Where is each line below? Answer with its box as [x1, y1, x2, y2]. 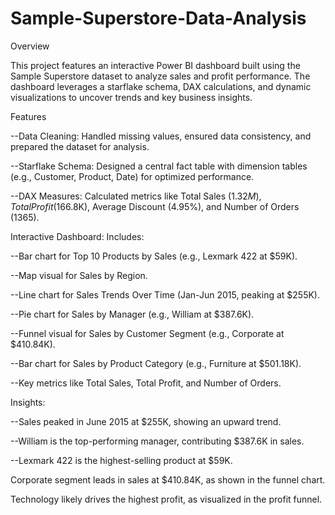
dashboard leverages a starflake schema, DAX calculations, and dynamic [10, 80, 312, 92]
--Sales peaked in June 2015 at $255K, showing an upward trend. [10, 415, 282, 427]
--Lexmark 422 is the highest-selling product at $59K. [10, 454, 233, 466]
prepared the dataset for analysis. [10, 140, 150, 152]
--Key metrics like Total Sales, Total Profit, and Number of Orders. [10, 377, 282, 389]
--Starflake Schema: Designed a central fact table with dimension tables [10, 160, 308, 172]
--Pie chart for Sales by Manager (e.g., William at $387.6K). [10, 308, 255, 320]
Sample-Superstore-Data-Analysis [10, 7, 307, 30]
